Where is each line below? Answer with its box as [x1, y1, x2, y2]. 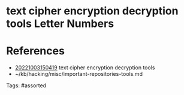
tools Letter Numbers [6, 17, 114, 30]
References [6, 44, 65, 58]
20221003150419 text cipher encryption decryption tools [14, 64, 155, 71]
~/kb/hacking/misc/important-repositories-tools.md [14, 71, 143, 78]
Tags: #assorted [6, 82, 47, 89]
